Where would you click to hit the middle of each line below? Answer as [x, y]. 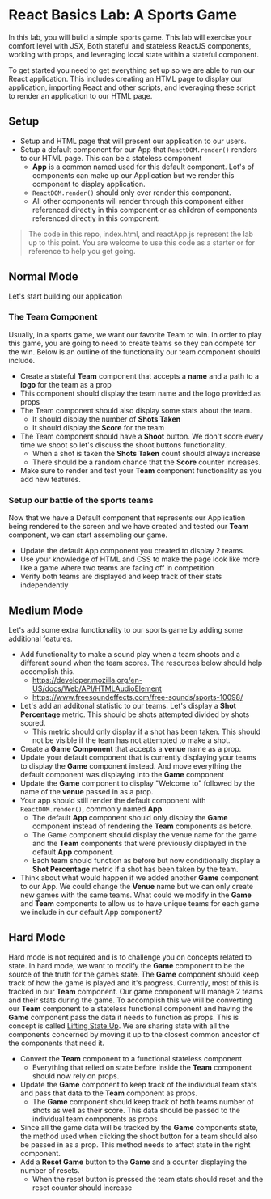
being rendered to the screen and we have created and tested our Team [129, 527]
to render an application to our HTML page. [80, 95]
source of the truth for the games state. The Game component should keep [134, 974]
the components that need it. [57, 1043]
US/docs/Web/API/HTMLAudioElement [97, 688]
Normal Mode [43, 277]
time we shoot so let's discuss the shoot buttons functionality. [123, 445]
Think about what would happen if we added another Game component [139, 877]
